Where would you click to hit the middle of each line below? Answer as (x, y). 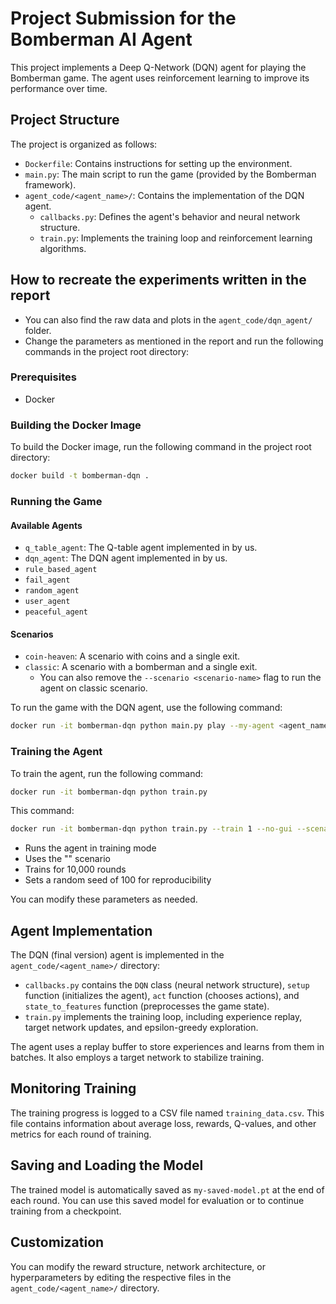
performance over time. (59, 88)
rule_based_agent (61, 570)
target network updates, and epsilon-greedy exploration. (141, 1028)
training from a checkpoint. (66, 1211)
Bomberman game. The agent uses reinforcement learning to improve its (160, 78)
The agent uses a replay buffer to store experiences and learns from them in (167, 1047)
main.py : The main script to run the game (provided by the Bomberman (170, 174)
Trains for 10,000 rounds (75, 869)
